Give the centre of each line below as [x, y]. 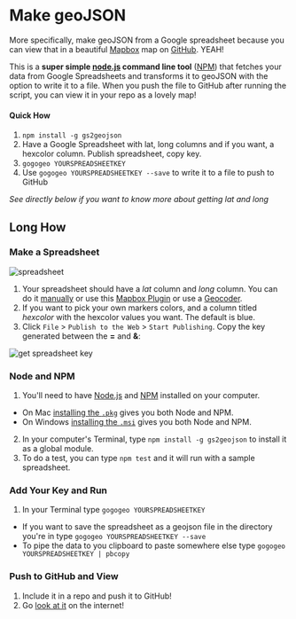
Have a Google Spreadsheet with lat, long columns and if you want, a [148, 145]
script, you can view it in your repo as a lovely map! [103, 95]
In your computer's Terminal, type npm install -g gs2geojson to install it [154, 439]
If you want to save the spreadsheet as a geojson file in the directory [147, 527]
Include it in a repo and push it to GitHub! [97, 596]
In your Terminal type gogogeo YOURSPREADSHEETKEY [113, 510]
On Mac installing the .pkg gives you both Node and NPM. [128, 412]
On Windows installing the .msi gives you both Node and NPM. [137, 422]
